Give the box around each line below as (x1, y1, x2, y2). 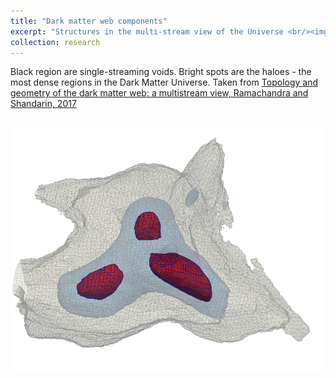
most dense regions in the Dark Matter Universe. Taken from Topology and (10, 76, 319, 89)
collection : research (10, 37, 101, 47)
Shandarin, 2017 (10, 98, 77, 110)
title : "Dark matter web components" (10, 16, 168, 26)
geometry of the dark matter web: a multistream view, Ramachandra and (10, 87, 309, 99)
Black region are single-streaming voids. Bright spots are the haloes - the (10, 66, 312, 78)
